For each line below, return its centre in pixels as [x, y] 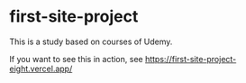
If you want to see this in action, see [76, 59]
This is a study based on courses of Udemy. [91, 41]
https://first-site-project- [191, 59]
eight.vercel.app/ [41, 69]
